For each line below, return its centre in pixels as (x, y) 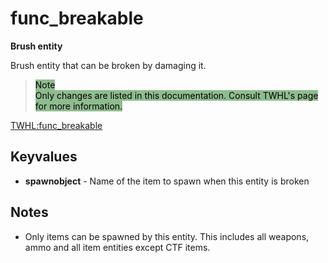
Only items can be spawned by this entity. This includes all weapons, (167, 236)
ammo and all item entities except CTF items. (117, 247)
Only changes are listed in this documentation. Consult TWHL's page (176, 95)
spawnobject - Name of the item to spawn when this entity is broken (167, 181)
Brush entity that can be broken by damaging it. (108, 65)
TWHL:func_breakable (56, 125)
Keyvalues (44, 157)
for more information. (78, 106)
